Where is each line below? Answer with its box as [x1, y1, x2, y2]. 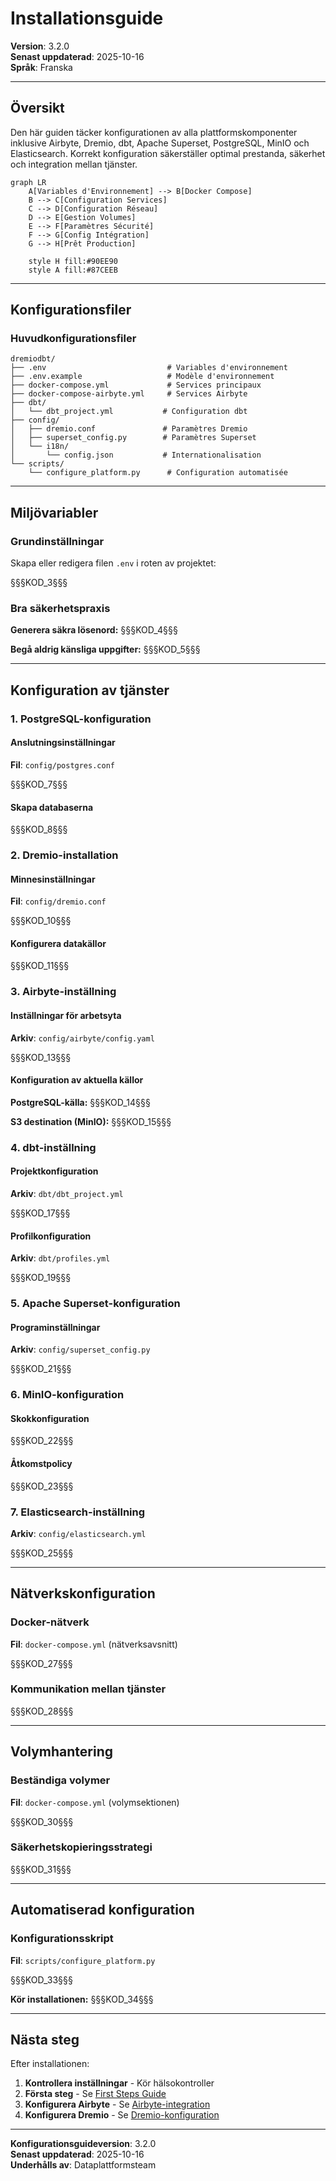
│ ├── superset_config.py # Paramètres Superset [10, 433, 257, 443]
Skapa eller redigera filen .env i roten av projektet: [10, 557, 217, 569]
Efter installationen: [10, 2058, 90, 2070]
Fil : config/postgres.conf [10, 758, 115, 771]
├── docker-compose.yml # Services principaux [10, 380, 262, 391]
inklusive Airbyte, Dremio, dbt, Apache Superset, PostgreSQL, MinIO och [10, 137, 310, 149]
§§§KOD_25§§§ [10, 1547, 74, 1559]
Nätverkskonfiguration [10, 1585, 156, 1602]
